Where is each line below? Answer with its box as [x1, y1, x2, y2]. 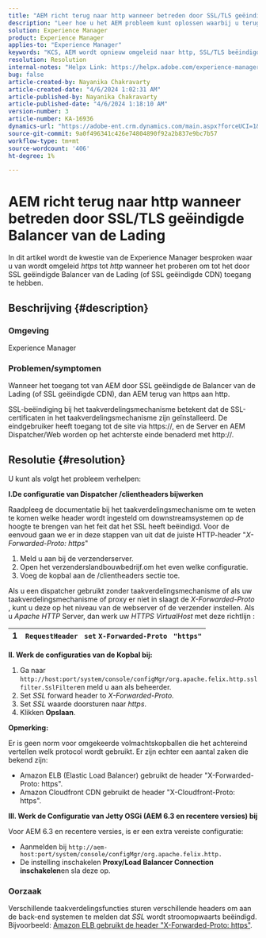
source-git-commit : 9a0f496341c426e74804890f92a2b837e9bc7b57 [8, 129, 218, 137]
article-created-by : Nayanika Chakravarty [8, 78, 150, 86]
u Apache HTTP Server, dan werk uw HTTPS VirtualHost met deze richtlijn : [8, 611, 255, 621]
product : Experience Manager [8, 33, 104, 42]
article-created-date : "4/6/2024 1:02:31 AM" [8, 85, 161, 94]
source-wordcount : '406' [8, 144, 90, 152]
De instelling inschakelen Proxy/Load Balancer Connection [19, 857, 214, 867]
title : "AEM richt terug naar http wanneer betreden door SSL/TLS [8, 11, 232, 20]
